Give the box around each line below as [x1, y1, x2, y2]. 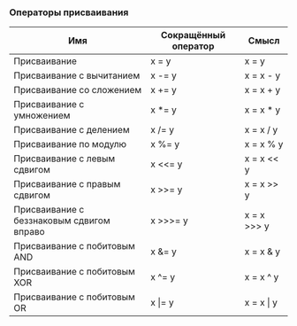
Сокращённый [160, 29, 226, 42]
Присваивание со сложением [13, 84, 142, 97]
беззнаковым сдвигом [13, 214, 110, 227]
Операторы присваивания [9, 6, 129, 19]
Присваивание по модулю [13, 138, 126, 151]
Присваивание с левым [13, 152, 116, 165]
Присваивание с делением [13, 124, 130, 136]
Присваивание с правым [13, 178, 121, 190]
